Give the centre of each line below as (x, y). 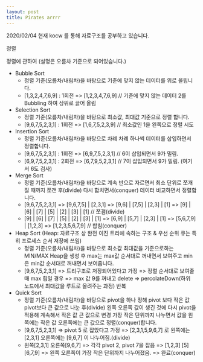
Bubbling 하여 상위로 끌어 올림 (60, 103)
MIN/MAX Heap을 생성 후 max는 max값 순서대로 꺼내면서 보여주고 (103, 256)
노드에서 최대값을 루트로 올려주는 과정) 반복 (75, 286)
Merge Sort (29, 175)
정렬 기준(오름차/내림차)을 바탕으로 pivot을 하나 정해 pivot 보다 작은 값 (107, 300)
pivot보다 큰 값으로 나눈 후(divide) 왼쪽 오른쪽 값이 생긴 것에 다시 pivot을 (110, 307)
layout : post (23, 12)
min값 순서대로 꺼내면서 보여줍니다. (72, 263)
